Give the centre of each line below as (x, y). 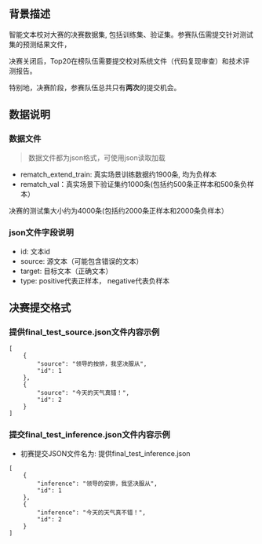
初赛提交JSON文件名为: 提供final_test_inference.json (105, 453)
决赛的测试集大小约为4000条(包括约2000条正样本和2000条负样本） (118, 210)
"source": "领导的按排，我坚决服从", (92, 364)
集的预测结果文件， (40, 44)
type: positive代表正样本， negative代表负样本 (95, 280)
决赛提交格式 (40, 308)
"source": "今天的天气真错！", (84, 393)
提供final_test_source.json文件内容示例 (84, 332)
